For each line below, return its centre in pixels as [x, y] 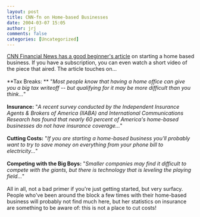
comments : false [27, 34]
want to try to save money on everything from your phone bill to [85, 144]
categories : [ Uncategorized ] [43, 39]
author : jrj [21, 28]
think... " [16, 94]
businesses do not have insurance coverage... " [65, 126]
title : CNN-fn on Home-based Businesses [58, 17]
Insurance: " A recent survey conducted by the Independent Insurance [93, 107]
